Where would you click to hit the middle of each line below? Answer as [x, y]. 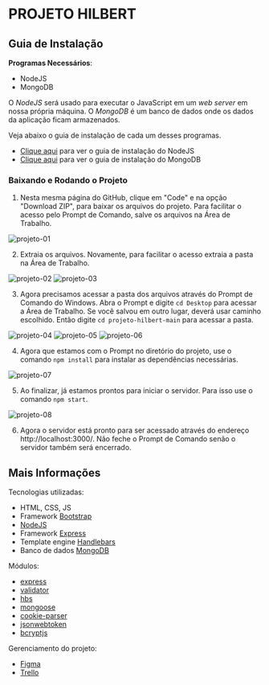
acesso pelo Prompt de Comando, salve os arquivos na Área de [125, 215]
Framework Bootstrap [56, 516]
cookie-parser [43, 616]
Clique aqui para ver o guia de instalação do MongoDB [110, 159]
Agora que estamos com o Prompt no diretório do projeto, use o [126, 351]
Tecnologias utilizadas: [46, 492]
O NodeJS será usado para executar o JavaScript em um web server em [128, 103]
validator [35, 590]
